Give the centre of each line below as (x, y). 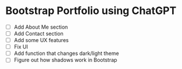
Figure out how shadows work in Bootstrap (65, 60)
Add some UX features (41, 40)
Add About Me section (41, 27)
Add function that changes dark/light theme (66, 53)
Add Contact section (38, 34)
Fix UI (21, 47)
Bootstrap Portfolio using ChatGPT (91, 11)
